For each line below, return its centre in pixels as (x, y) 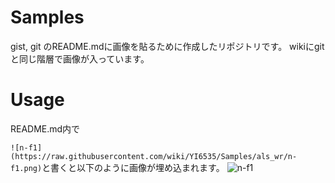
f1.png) (26, 168)
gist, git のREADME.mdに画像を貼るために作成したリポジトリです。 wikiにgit (167, 46)
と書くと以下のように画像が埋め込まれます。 (133, 167)
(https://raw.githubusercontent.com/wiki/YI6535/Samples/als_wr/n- (154, 156)
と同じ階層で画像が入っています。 (80, 58)
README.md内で (45, 128)
